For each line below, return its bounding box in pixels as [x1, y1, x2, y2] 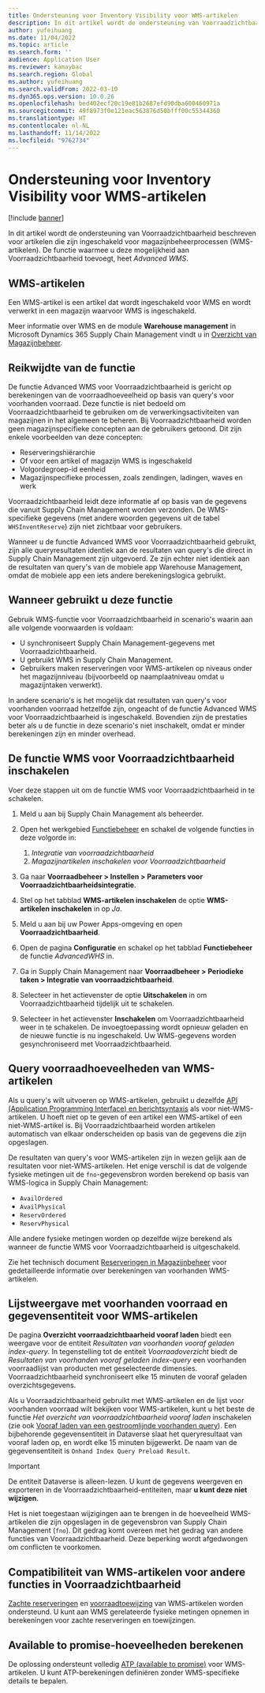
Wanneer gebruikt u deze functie [8, 593, 174, 607]
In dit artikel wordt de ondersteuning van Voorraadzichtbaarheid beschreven [8, 228, 256, 238]
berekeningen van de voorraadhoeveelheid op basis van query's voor [8, 390, 234, 400]
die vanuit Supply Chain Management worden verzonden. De [8, 505, 207, 514]
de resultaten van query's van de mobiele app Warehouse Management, [8, 562, 243, 572]
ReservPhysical [19, 1220, 70, 1228]
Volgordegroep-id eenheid [19, 465, 106, 474]
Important [8, 1462, 40, 1471]
